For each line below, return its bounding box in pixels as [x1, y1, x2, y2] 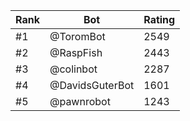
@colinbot [49, 62, 98, 76]
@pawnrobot [49, 95, 111, 108]
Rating [143, 13, 176, 26]
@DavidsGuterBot [49, 79, 135, 92]
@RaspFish [49, 46, 103, 59]
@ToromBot [49, 30, 106, 43]
